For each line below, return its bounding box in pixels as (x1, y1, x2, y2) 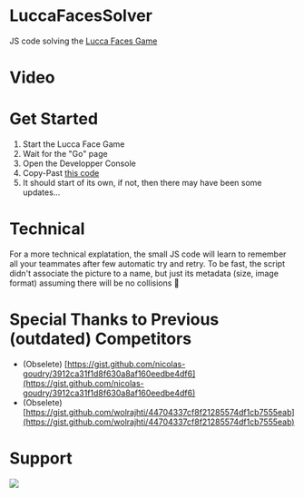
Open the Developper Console (22, 158, 136, 169)
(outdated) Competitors (9, 328, 192, 349)
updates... (22, 187, 61, 198)
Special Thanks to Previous (9, 309, 220, 330)
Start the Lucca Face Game (22, 139, 125, 150)
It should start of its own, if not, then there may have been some (22, 178, 262, 189)
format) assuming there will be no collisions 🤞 (9, 278, 180, 288)
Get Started (9, 109, 98, 130)
